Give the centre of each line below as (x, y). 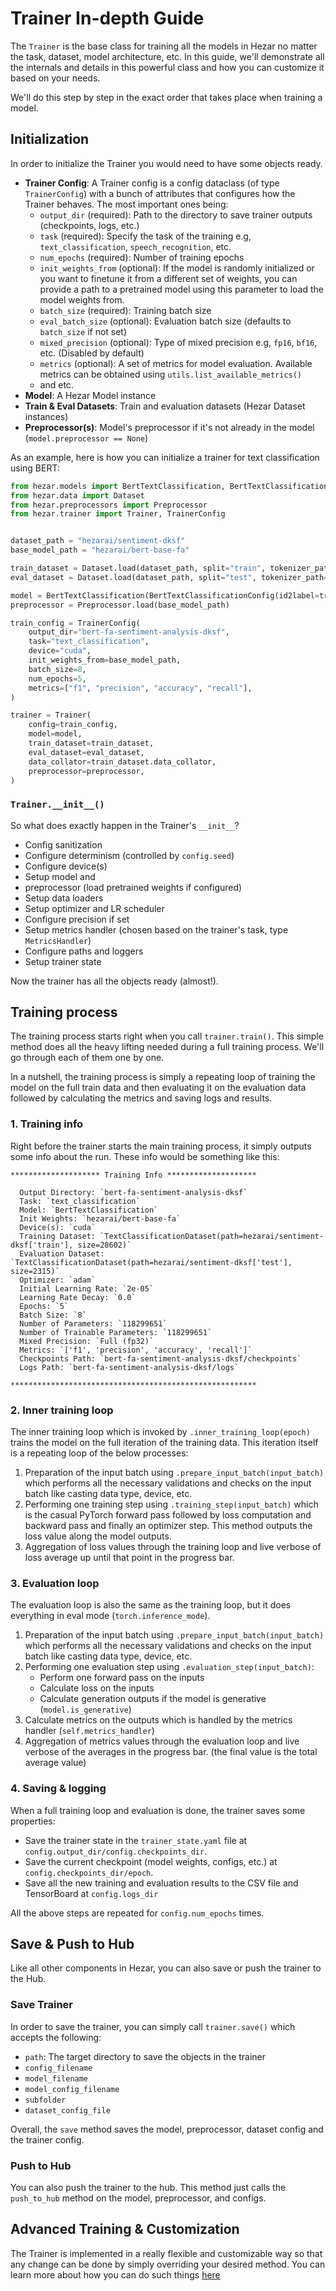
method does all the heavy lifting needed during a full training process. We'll (167, 1047)
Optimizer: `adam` (58, 1280)
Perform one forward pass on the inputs (122, 1678)
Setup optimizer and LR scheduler (94, 908)
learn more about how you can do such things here (115, 2274)
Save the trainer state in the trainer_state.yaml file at (136, 1840)
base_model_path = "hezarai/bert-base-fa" (100, 550)
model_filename (56, 2078)
